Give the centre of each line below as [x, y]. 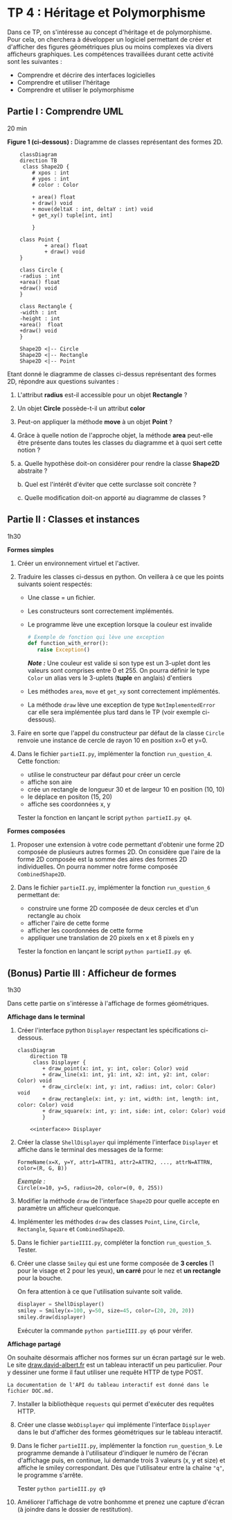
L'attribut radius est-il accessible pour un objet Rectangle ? [102, 394]
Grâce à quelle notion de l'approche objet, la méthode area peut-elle [115, 435]
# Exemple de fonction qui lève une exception [96, 637]
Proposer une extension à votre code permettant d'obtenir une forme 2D [121, 844]
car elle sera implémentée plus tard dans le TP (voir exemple [114, 712]
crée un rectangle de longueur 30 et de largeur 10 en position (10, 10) [126, 790]
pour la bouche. [40, 1278]
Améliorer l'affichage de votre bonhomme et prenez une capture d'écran [121, 1502]
